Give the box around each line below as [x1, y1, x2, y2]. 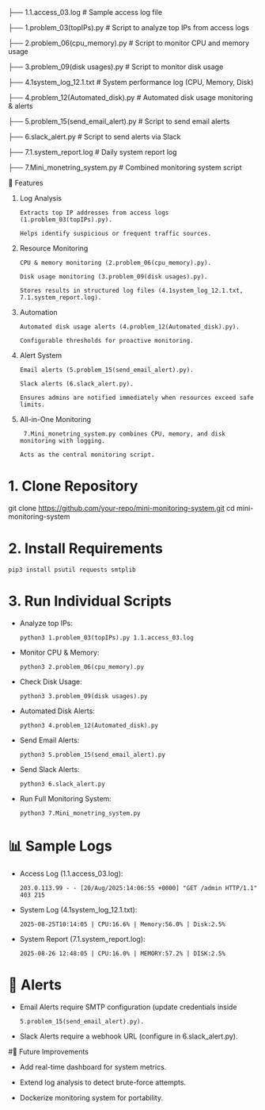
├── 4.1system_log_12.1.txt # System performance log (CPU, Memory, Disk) [8, 78, 254, 86]
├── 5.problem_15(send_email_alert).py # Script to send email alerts [8, 117, 230, 126]
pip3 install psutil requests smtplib [8, 566, 136, 574]
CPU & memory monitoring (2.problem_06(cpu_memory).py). [19, 259, 212, 267]
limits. [19, 401, 45, 409]
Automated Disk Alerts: [19, 706, 95, 716]
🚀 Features [8, 179, 44, 187]
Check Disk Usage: [19, 677, 83, 686]
